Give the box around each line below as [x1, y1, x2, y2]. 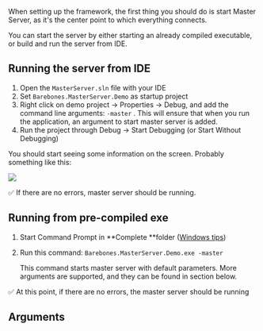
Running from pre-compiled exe [8, 211, 169, 225]
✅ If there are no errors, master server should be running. [8, 187, 196, 197]
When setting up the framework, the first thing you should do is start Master [8, 7, 256, 16]
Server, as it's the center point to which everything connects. [8, 15, 208, 25]
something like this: [8, 157, 72, 167]
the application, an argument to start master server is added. [19, 117, 218, 126]
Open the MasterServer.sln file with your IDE [19, 83, 166, 92]
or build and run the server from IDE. [8, 39, 128, 48]
